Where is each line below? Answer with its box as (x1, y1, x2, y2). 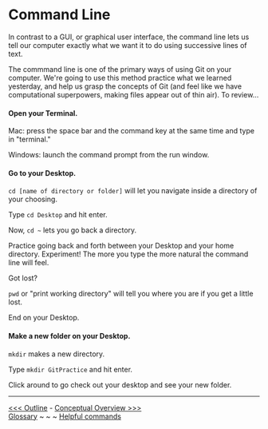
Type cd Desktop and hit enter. (8, 210, 108, 220)
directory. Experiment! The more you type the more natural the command (8, 249, 249, 259)
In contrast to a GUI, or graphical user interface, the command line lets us (8, 32, 250, 42)
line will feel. (8, 258, 49, 268)
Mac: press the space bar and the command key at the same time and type (8, 126, 255, 136)
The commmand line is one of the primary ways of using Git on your (8, 64, 232, 73)
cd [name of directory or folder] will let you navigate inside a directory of (8, 186, 258, 196)
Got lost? (8, 273, 38, 283)
